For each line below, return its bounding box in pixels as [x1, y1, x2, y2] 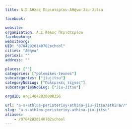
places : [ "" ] [5, 66, 32, 71]
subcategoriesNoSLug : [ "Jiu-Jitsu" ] [5, 85, 81, 90]
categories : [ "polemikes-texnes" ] [5, 71, 77, 76]
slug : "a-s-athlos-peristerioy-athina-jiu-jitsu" [5, 107, 110, 112]
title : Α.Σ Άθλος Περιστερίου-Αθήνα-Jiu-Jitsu [5, 7, 103, 12]
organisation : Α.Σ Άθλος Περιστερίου [5, 30, 83, 35]
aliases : [5, 112, 23, 117]
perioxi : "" [5, 53, 30, 58]
